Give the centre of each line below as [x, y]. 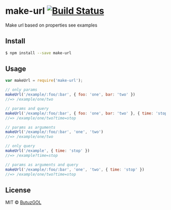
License [18, 190]
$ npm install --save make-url [38, 53]
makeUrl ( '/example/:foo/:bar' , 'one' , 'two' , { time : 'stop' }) [75, 169]
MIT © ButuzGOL [23, 202]
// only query [20, 146]
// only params [21, 90]
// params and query [27, 108]
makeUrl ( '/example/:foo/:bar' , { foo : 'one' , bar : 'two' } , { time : [79, 113]
